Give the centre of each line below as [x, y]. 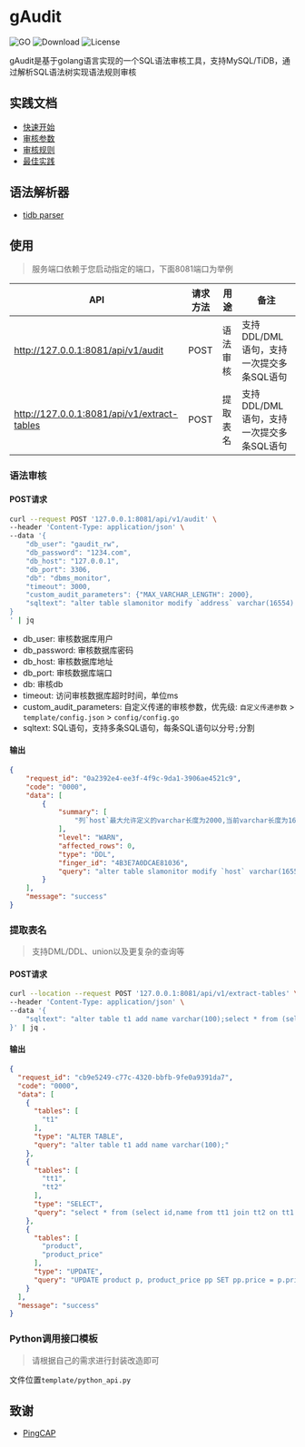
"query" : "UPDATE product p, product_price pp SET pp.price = [153, 1280]
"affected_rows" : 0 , [97, 846]
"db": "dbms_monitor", [69, 578]
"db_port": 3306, [59, 569]
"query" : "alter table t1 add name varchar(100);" [131, 1145]
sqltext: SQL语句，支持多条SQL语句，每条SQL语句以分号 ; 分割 [139, 727]
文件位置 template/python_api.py [70, 1379]
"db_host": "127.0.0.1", [73, 561]
